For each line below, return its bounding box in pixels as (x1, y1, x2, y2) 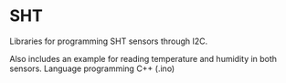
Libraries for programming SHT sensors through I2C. (9, 36, 208, 47)
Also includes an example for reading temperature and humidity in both (9, 53, 277, 64)
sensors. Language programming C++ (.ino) (9, 63, 175, 74)
